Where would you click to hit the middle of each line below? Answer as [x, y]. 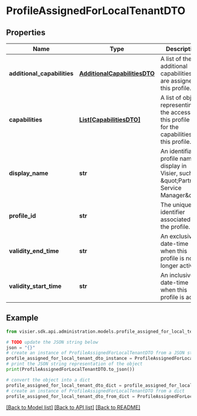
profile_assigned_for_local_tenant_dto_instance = [69, 358]
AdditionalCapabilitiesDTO [117, 73]
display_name [29, 173]
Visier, [169, 173]
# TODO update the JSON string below [52, 342]
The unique [176, 205]
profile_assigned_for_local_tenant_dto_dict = [64, 385]
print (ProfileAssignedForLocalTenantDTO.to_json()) [70, 370]
